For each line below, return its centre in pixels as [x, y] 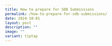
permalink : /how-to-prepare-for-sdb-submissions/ [56, 14]
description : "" [21, 27]
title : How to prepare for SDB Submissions [50, 9]
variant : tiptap [21, 36]
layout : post [18, 23]
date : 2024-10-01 [23, 18]
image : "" [15, 32]
